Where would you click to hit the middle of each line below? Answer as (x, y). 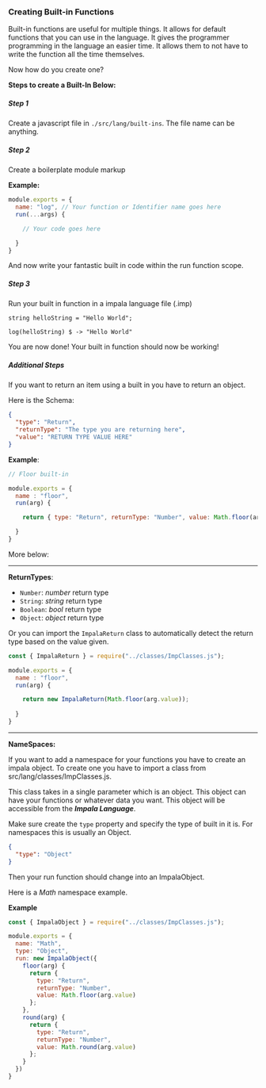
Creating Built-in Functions (61, 12)
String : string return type (61, 600)
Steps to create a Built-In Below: (62, 85)
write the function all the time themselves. (76, 55)
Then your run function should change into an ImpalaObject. (106, 877)
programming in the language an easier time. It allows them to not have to (128, 46)
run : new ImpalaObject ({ (56, 959)
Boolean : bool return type (60, 609)
